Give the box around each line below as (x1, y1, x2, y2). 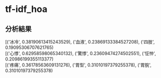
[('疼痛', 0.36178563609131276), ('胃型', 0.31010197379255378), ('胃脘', (5, 62, 151, 68)
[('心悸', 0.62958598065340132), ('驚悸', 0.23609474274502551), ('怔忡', (5, 50, 156, 56)
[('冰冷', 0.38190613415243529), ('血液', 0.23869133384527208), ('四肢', (5, 39, 155, 44)
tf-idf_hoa (5, 3, 47, 15)
